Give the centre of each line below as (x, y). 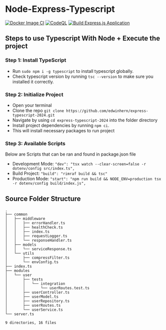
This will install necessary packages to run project (63, 130)
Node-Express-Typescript (60, 9)
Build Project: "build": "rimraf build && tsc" (60, 173)
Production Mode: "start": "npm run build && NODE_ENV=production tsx (87, 179)
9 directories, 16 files (31, 323)
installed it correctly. (33, 82)
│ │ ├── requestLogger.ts (36, 236)
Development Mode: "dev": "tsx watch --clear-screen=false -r (79, 164)
